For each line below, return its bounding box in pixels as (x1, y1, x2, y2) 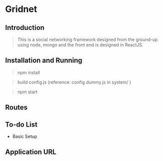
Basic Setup (12, 134, 37, 140)
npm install (17, 69, 40, 75)
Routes (5, 103, 28, 112)
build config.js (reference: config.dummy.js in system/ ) (17, 79, 131, 85)
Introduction (5, 23, 45, 32)
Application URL (5, 148, 56, 157)
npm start (17, 89, 37, 95)
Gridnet (5, 3, 37, 15)
